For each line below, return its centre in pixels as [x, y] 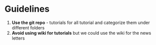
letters [18, 38]
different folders [28, 27]
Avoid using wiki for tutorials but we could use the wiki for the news [81, 33]
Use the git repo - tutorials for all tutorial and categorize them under [81, 22]
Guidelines [27, 9]
